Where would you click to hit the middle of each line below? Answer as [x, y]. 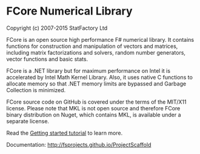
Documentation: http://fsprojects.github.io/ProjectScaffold [79, 144]
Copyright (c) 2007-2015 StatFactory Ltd [57, 28]
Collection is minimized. [36, 90]
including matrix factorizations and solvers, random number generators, [96, 52]
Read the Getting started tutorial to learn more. [65, 133]
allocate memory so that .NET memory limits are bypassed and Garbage [96, 84]
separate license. [28, 121]
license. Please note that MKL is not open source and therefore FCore [93, 108]
